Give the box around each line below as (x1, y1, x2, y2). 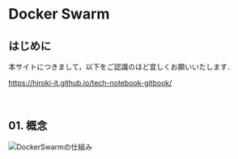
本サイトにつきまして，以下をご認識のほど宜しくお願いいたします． (8, 62, 235, 71)
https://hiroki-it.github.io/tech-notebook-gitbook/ (8, 78, 172, 87)
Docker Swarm (8, 5, 110, 23)
